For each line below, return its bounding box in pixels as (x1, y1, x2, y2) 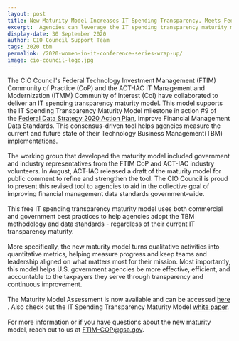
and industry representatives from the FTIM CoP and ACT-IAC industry (7, 159, 215, 168)
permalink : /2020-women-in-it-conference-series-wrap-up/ (7, 50, 183, 58)
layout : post (7, 10, 46, 18)
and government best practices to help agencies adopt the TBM (7, 212, 195, 220)
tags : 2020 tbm (7, 43, 53, 50)
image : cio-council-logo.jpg (7, 57, 94, 64)
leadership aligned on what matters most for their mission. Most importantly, (7, 257, 231, 266)
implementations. (7, 136, 58, 145)
